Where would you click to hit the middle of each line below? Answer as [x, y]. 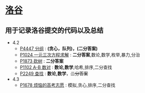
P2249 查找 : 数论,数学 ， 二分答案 [54, 73]
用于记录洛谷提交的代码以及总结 [54, 30]
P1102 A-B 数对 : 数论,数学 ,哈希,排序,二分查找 [66, 67]
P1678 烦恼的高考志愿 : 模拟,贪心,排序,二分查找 [68, 85]
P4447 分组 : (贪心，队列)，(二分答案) [59, 48]
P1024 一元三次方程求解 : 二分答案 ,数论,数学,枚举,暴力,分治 [80, 55]
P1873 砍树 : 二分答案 [42, 61]
